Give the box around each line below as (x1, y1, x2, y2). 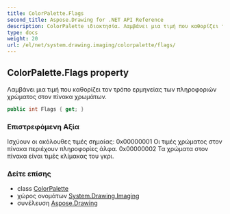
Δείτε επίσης (7, 169, 51, 178)
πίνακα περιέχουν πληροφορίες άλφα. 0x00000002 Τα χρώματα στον (7, 144, 209, 152)
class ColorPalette (16, 185, 69, 193)
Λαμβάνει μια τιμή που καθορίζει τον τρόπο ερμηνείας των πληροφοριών (7, 85, 217, 93)
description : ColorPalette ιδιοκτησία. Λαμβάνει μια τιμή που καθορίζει (7, 23, 219, 29)
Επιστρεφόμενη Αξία (7, 122, 80, 131)
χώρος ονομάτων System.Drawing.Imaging (16, 192, 140, 200)
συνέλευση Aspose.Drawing (16, 199, 98, 207)
